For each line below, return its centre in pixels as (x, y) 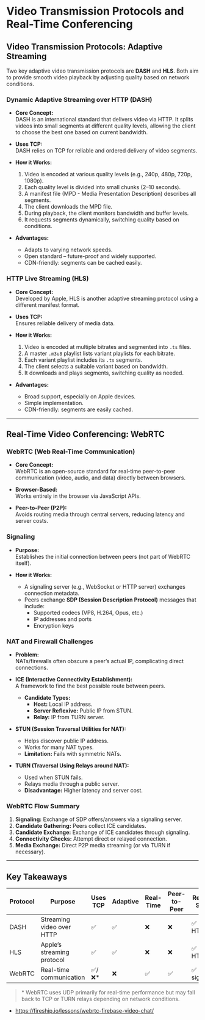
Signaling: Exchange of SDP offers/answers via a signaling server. (99, 819)
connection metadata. (52, 593)
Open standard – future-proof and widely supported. (90, 256)
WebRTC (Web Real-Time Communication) (71, 451)
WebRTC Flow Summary (43, 806)
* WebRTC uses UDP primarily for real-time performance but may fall (108, 992)
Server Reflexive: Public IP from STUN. (83, 710)
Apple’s (51, 944)
